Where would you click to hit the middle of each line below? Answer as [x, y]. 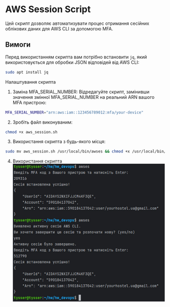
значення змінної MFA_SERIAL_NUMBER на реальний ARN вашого [83, 97]
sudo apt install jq [27, 72]
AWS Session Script [48, 9]
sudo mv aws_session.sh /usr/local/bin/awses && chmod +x [68, 151]
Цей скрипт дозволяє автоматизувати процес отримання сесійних [77, 23]
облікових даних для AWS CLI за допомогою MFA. [59, 28]
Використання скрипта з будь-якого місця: [59, 142]
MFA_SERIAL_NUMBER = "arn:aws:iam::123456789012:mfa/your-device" [74, 112]
